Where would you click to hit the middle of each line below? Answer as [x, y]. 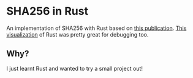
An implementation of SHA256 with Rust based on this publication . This [96, 28]
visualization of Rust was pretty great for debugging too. [78, 34]
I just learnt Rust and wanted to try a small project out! [74, 68]
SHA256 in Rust [47, 11]
